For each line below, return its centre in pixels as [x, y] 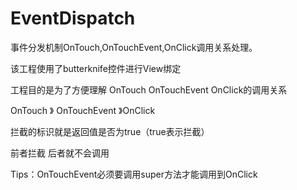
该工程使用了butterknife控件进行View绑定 [96, 68]
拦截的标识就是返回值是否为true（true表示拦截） [110, 131]
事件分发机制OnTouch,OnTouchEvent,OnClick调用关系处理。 [134, 47]
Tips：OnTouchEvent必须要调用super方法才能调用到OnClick [134, 174]
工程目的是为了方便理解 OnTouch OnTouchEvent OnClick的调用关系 [149, 89]
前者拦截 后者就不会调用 [60, 153]
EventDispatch [73, 18]
